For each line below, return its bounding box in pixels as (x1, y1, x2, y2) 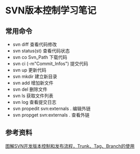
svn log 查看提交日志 (12, 99, 57, 105)
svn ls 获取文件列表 (12, 93, 54, 99)
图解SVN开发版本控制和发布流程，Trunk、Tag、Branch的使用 (5, 143, 135, 149)
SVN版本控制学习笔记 (5, 5, 97, 16)
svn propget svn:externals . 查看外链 (12, 112, 90, 118)
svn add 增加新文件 (12, 80, 54, 86)
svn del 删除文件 (12, 86, 48, 92)
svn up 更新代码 (12, 67, 47, 73)
